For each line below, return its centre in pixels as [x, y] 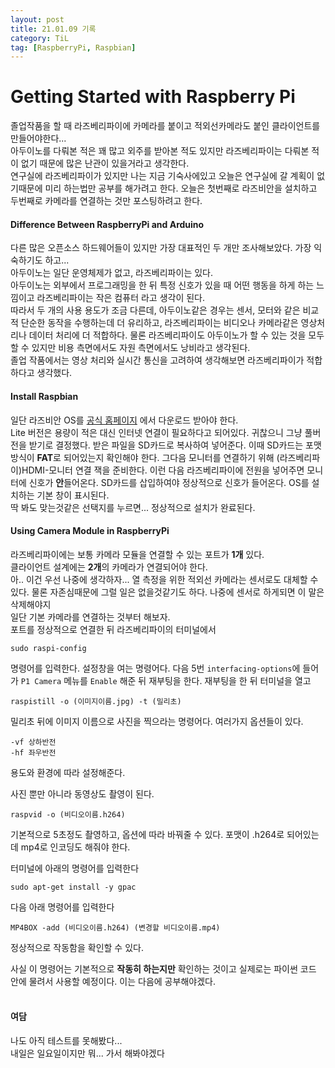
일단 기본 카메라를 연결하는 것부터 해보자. [90, 617]
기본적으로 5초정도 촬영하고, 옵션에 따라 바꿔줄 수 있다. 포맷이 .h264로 [147, 834]
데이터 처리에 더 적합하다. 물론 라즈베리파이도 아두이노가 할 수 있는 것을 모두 [176, 335]
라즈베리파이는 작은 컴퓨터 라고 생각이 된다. [121, 298]
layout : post [37, 19]
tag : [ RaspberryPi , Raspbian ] [73, 47]
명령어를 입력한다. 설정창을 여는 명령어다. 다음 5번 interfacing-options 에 [155, 668]
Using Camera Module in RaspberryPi [90, 531]
